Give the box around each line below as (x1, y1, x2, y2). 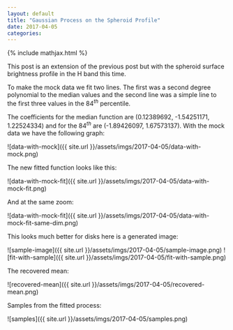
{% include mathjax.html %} (7, 49, 88, 57)
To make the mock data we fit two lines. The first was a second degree (7, 83, 211, 91)
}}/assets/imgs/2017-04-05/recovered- (91, 280, 205, 288)
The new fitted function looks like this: (7, 163, 117, 172)
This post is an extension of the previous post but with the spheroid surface (7, 62, 225, 70)
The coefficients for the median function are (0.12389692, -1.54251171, (7, 112, 210, 121)
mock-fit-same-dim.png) (7, 218, 79, 227)
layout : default (7, 10, 54, 17)
